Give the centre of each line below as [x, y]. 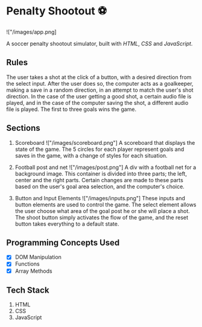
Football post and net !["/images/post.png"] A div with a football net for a [106, 167]
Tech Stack [28, 290]
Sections [23, 128]
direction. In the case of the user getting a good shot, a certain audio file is [99, 96]
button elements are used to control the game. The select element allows [106, 205]
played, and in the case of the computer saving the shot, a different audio [97, 103]
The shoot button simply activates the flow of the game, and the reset [102, 217]
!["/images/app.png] [31, 32]
